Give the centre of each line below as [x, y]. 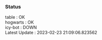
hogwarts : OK [20, 22]
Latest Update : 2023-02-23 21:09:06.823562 [51, 33]
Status [13, 7]
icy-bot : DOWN [21, 27]
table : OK [15, 17]
